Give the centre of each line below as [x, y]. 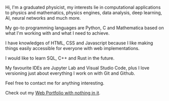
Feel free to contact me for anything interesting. [55, 83]
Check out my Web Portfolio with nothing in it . [53, 93]
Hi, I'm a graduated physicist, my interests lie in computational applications [83, 7]
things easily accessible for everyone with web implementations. [72, 48]
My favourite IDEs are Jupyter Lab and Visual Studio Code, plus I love [77, 68]
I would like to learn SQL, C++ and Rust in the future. [60, 58]
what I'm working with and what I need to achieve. [58, 33]
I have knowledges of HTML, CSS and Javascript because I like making [79, 43]
